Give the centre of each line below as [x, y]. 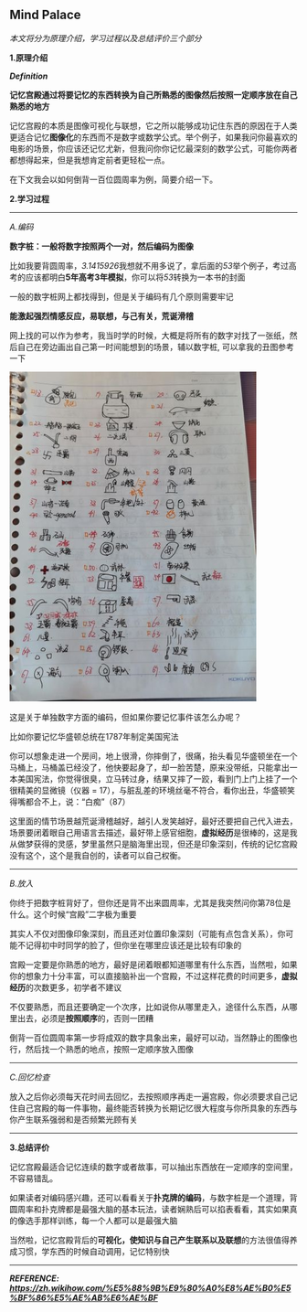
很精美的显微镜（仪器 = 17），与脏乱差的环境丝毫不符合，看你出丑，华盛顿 [148, 790]
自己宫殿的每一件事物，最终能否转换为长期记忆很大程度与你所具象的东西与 [157, 1108]
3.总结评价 [30, 1147]
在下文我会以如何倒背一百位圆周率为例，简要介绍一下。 [113, 179]
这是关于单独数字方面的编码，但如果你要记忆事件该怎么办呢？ [126, 717]
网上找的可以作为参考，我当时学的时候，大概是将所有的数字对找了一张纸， [149, 335]
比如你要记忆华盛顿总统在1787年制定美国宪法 [95, 736]
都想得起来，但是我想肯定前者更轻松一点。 [90, 160]
